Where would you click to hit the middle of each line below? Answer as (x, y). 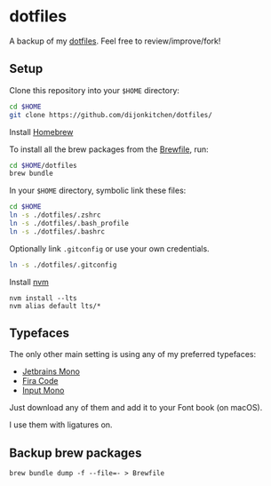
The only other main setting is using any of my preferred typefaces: (133, 355)
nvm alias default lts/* (55, 306)
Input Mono (43, 390)
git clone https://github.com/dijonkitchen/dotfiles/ (111, 115)
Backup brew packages (76, 453)
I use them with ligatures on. (61, 425)
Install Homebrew (41, 131)
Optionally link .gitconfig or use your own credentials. (110, 248)
